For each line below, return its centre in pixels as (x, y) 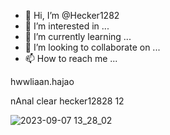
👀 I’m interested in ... (67, 26)
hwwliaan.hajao (42, 81)
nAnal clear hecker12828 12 (67, 101)
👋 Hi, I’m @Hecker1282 (72, 15)
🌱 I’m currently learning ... (78, 36)
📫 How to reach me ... (71, 58)
